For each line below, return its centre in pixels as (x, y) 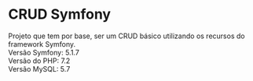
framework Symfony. (42, 44)
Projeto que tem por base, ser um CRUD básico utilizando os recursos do (126, 36)
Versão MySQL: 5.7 (39, 69)
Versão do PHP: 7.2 (39, 61)
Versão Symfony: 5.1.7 (44, 52)
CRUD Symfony (60, 14)
